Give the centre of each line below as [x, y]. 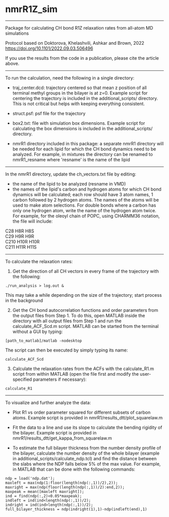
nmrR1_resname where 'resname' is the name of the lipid [71, 159]
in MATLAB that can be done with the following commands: [74, 469]
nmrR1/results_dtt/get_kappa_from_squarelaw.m [62, 438]
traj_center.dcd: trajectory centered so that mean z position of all [79, 88]
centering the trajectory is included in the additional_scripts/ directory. [85, 98]
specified [22, 379]
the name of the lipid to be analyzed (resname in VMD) [69, 184]
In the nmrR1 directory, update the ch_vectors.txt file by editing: [71, 174]
